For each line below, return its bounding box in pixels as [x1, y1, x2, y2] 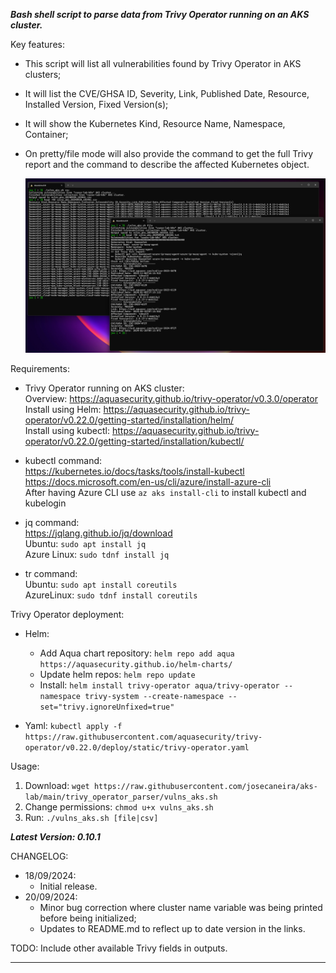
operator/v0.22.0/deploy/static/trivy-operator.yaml [24, 742, 250, 753]
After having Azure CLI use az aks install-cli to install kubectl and [24, 486, 307, 498]
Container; [24, 129, 69, 140]
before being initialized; [39, 912, 137, 924]
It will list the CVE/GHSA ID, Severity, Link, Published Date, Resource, [24, 88, 310, 99]
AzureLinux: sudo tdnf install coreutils [24, 589, 198, 601]
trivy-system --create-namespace [84, 691, 225, 701]
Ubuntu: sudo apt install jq [24, 537, 147, 549]
